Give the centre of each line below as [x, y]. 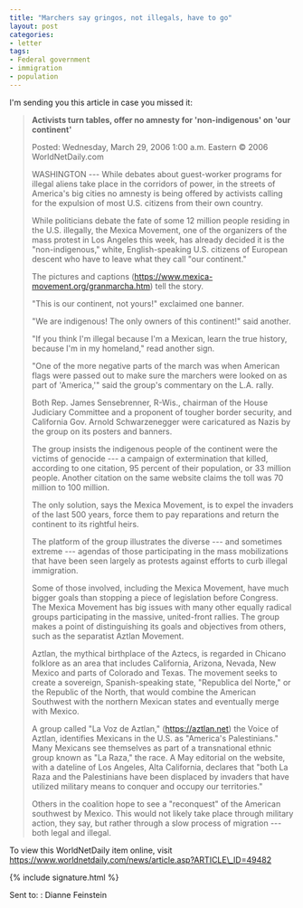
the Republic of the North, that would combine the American [143, 692]
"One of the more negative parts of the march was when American [156, 365]
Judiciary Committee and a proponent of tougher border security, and [161, 411]
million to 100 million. [71, 487]
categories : [32, 34]
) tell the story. [177, 286]
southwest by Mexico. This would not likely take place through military [162, 813]
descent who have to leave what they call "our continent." [139, 259]
